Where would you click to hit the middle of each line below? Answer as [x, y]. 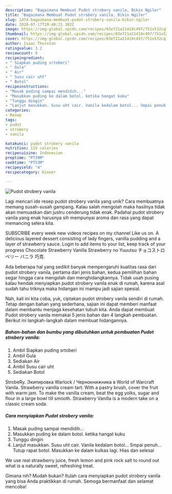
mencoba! [16, 487]
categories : [18, 110]
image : [12, 29]
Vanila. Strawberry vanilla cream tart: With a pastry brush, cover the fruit [82, 388]
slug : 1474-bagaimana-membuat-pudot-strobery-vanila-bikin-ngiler [78, 20]
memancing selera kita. [30, 223]
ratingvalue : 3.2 [24, 48]
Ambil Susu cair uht [33, 367]
